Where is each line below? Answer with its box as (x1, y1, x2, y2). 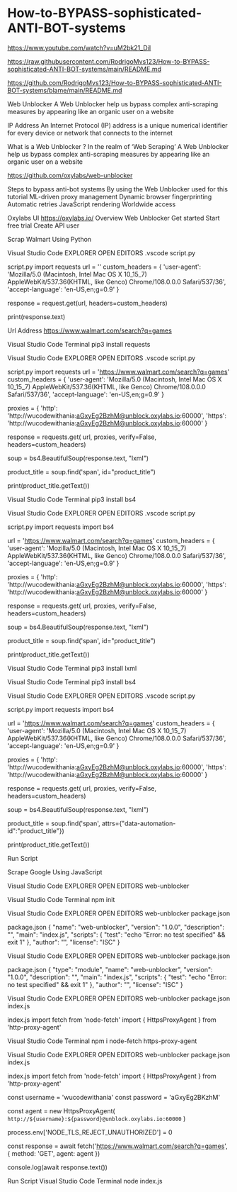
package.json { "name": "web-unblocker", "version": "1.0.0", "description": (7, 923, 225, 931)
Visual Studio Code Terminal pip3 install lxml (7, 664, 137, 672)
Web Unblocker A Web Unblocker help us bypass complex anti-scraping (7, 99, 219, 108)
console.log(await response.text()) (7, 1163, 108, 1171)
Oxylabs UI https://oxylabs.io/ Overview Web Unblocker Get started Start (7, 213, 221, 222)
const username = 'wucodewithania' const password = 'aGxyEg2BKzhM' (7, 1093, 221, 1101)
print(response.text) (7, 312, 66, 321)
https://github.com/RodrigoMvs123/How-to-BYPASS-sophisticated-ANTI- (7, 78, 222, 87)
